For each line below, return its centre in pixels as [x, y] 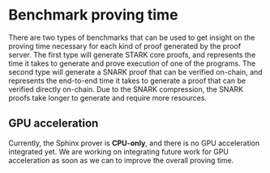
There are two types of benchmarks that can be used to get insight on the [132, 37]
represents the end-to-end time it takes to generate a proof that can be [127, 80]
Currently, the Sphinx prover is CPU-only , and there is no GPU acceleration [134, 143]
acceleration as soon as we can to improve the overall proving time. [121, 160]
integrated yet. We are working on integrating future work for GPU [119, 151]
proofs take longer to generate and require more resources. [108, 97]
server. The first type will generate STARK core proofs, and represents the [132, 54]
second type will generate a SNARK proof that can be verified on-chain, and [135, 71]
